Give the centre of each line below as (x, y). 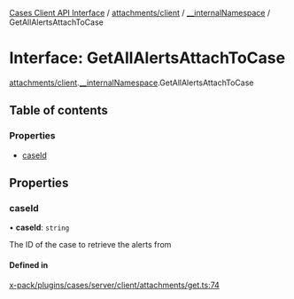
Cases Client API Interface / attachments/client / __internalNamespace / (140, 13)
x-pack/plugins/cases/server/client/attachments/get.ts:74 (114, 285)
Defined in (29, 264)
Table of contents (58, 110)
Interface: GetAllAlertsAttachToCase (147, 58)
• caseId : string (39, 228)
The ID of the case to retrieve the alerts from (90, 245)
